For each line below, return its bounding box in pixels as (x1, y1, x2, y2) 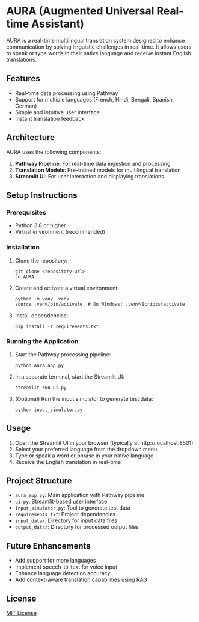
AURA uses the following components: (6, 148, 102, 156)
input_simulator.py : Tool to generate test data (14, 504, 130, 511)
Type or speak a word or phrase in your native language (14, 452, 154, 459)
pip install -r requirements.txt (14, 323, 99, 329)
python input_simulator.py (14, 407, 83, 413)
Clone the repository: (14, 257, 68, 264)
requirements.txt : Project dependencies (14, 511, 116, 518)
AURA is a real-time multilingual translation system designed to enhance (6, 37, 185, 44)
